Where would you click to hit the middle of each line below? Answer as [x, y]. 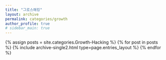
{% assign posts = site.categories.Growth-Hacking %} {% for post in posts [82, 42]
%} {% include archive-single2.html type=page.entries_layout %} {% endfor [83, 48]
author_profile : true [28, 24]
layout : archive [22, 14]
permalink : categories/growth [37, 19]
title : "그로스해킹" [24, 10]
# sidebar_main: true [28, 28]
